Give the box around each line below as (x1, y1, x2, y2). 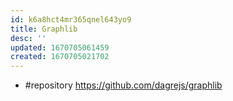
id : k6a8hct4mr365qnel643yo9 (10, 14, 132, 25)
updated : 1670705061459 (10, 42, 110, 53)
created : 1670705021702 (10, 52, 110, 62)
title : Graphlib (10, 24, 78, 34)
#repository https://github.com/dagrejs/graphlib (24, 79, 223, 91)
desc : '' (10, 33, 47, 43)
